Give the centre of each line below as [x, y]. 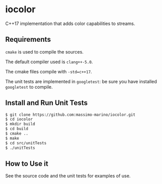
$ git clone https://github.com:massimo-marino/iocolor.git [71, 115]
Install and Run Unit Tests [47, 103]
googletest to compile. [29, 87]
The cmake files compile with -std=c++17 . [49, 71]
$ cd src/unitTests [26, 143]
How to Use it [27, 163]
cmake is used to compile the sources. [45, 51]
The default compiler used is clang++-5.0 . [49, 62]
